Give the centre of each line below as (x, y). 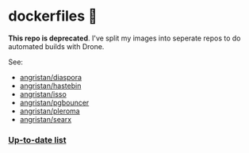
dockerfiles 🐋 (53, 16)
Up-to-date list (37, 140)
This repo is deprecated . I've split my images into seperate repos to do (125, 38)
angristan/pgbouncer (54, 102)
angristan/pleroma (50, 111)
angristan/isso (43, 94)
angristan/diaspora (50, 77)
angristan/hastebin (50, 86)
